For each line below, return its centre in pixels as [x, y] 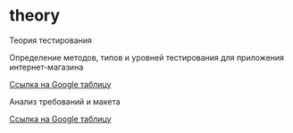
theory [35, 16]
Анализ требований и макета [65, 101]
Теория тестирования [50, 40]
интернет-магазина [46, 67]
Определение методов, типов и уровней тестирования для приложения [146, 57]
